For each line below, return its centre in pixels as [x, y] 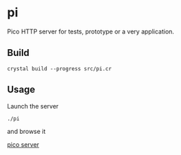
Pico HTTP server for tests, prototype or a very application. [91, 31]
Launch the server [33, 106]
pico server [23, 144]
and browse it [26, 131]
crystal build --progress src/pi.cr [59, 69]
